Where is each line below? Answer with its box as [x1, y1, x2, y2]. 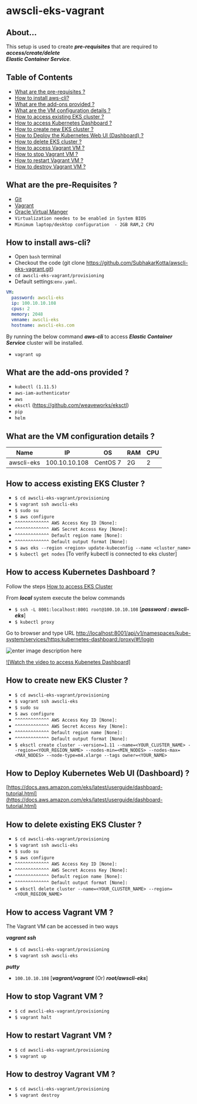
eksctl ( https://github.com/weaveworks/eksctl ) [14, 402, 129, 409]
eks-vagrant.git [14, 265, 52, 272]
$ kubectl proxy [14, 619, 55, 625]
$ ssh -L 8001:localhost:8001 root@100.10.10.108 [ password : [14, 605, 170, 612]
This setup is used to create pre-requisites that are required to [6, 43, 158, 50]
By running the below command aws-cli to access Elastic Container [6, 333, 173, 340]
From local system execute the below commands [6, 594, 125, 601]
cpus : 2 [11, 306, 30, 312]
